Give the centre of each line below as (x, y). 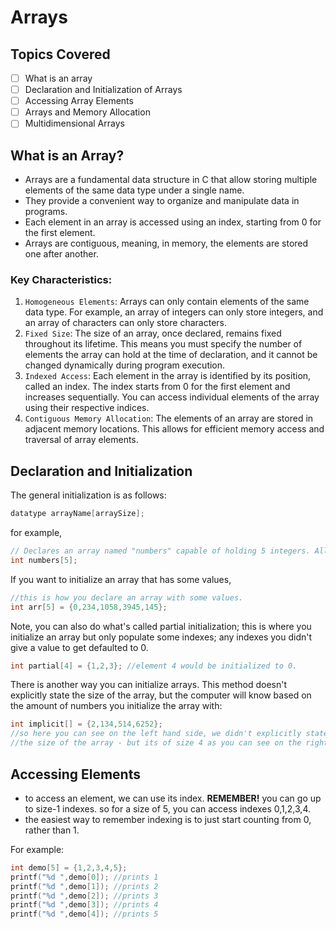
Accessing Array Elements (79, 101)
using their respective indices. (87, 408)
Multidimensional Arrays (74, 123)
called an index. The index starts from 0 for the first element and (157, 387)
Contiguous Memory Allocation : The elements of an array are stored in (169, 418)
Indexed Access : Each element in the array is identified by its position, (168, 376)
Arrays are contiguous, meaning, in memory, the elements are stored (166, 243)
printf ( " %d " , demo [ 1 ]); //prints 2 (84, 886)
